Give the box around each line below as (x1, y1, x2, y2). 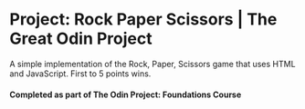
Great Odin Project (9, 28, 152, 49)
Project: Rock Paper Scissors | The (9, 9, 278, 30)
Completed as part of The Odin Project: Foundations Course (9, 89, 242, 100)
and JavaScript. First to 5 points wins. (9, 68, 152, 79)
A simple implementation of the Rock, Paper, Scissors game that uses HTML (9, 58, 296, 69)
